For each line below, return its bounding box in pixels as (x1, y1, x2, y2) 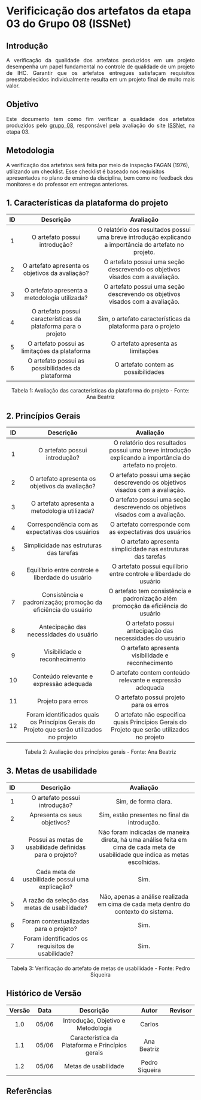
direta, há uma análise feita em (100, 836, 187, 844)
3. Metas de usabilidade (6, 766, 98, 776)
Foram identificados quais (26, 711, 99, 719)
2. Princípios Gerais (6, 410, 81, 421)
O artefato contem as (114, 361, 175, 369)
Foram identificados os (23, 935, 88, 943)
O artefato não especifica (114, 711, 186, 719)
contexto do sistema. (114, 908, 173, 916)
